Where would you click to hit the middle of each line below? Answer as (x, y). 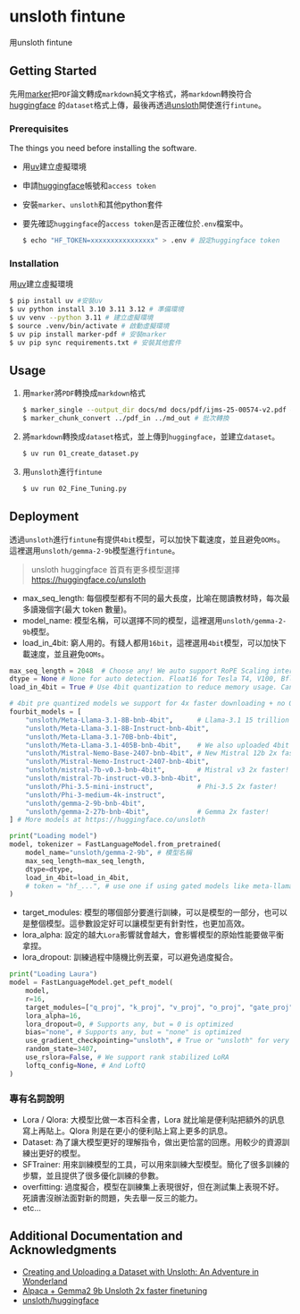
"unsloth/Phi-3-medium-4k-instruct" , (96, 795)
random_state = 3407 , (62, 1049)
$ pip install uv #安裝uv (56, 301)
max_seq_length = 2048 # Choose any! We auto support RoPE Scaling (139, 671)
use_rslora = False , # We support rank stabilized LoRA (127, 1057)
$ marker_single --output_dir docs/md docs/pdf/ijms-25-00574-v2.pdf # (158, 410)
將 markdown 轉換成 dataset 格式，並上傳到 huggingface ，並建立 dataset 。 (151, 437)
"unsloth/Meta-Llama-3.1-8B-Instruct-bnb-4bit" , (117, 728)
